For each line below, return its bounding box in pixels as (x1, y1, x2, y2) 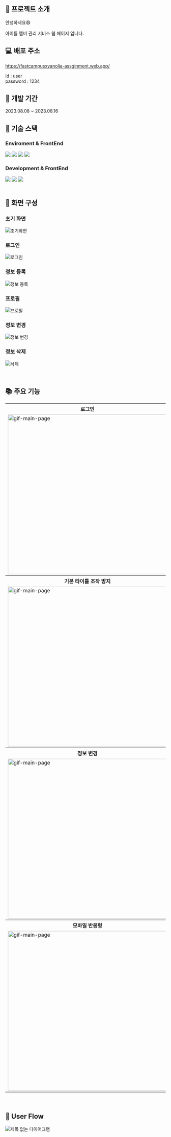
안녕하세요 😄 (5, 19, 31, 26)
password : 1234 (5, 78, 40, 84)
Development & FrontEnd (5, 165, 69, 172)
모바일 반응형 (72, 922, 103, 929)
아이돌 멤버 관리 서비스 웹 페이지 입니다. (5, 30, 84, 36)
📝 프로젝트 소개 (5, 5, 50, 14)
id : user (5, 73, 22, 79)
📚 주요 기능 (5, 387, 41, 396)
